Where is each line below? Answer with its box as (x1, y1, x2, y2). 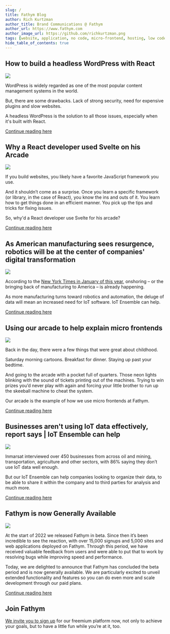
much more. (5, 485, 30, 491)
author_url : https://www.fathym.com (5, 26, 82, 31)
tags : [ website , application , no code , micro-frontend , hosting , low (5, 36, 155, 41)
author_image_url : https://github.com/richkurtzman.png (5, 31, 125, 36)
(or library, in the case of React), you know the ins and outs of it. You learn (5, 194, 160, 201)
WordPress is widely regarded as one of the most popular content (5, 82, 143, 88)
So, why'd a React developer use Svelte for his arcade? (5, 215, 120, 221)
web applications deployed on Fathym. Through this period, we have (5, 543, 148, 549)
